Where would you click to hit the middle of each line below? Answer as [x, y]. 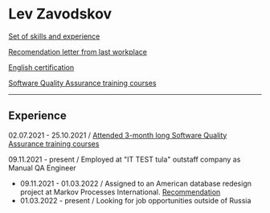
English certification [41, 67]
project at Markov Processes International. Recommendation [120, 192]
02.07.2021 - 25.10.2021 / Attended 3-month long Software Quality [118, 135]
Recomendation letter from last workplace [78, 51]
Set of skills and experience [54, 36]
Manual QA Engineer [42, 168]
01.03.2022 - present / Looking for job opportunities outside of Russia [135, 200]
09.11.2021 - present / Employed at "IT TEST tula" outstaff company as [125, 159]
